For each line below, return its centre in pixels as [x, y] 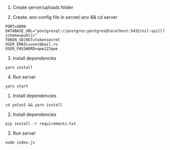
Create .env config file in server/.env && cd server [65, 17]
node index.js [20, 142]
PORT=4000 [16, 26]
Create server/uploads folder [43, 7]
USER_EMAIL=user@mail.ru [32, 44]
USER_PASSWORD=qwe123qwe [32, 49]
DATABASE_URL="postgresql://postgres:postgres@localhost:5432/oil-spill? [85, 31]
